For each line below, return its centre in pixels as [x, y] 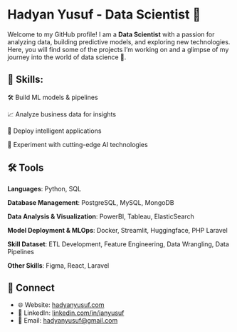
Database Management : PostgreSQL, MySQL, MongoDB [91, 202]
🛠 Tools [26, 168]
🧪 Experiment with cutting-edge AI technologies [78, 144]
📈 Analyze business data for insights [62, 114]
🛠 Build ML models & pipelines [53, 97]
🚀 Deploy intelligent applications [54, 131]
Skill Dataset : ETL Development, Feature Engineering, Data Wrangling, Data [118, 244]
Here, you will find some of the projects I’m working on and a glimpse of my [118, 49]
